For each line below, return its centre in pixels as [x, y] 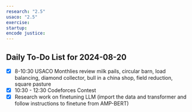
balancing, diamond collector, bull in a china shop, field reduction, [94, 78]
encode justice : [26, 33]
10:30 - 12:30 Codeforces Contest [55, 90]
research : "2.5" [26, 11]
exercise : [18, 22]
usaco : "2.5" [22, 17]
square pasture [33, 84]
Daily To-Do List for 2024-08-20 [66, 57]
